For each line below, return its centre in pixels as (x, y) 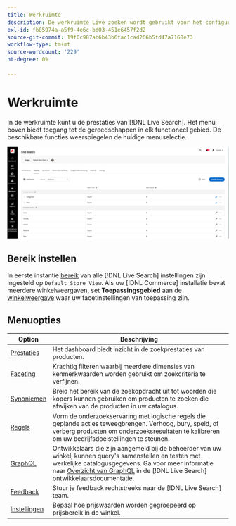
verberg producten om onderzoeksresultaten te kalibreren (136, 431)
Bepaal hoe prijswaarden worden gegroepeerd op (124, 505)
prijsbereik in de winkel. (86, 513)
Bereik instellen (42, 258)
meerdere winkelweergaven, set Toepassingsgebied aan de (95, 290)
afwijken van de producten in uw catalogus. (115, 406)
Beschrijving (139, 339)
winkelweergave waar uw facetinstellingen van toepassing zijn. (98, 298)
